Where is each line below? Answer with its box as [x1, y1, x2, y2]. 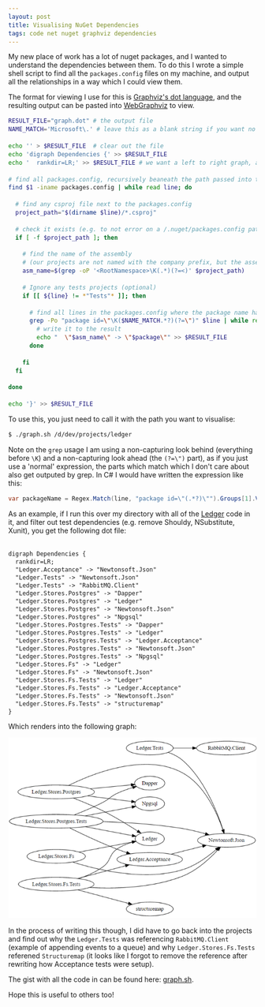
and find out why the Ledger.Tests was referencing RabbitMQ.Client [8, 934, 230, 944]
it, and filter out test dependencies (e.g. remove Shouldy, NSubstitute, [8, 517, 235, 526]
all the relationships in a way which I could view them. [8, 77, 183, 87]
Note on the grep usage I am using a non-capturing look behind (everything [8, 444, 253, 454]
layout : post [8, 13, 51, 21]
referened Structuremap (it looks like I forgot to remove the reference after [8, 951, 248, 960]
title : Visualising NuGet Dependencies [8, 21, 140, 29]
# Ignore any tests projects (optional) [22, 283, 157, 291]
